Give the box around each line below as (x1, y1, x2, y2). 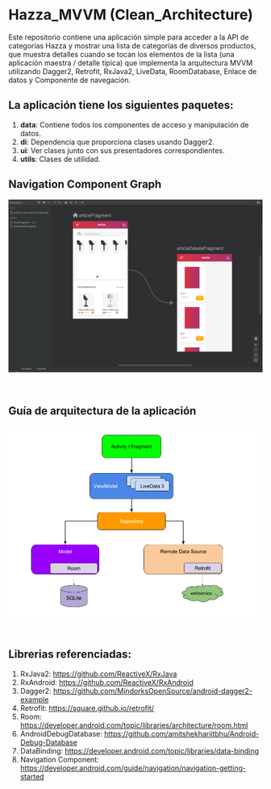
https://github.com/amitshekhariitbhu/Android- (103, 729, 260, 738)
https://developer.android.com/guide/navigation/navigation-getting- (19, 763, 246, 773)
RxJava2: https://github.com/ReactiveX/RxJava (19, 669, 177, 679)
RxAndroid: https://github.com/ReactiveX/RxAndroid (19, 677, 194, 687)
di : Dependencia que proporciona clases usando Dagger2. (19, 137, 215, 147)
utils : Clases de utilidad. (19, 154, 101, 164)
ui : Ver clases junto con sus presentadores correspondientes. (19, 145, 225, 155)
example (19, 695, 49, 704)
